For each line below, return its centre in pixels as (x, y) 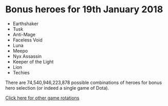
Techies (21, 72)
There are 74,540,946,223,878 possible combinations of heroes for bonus (84, 82)
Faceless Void (27, 40)
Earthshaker (25, 24)
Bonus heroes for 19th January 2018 (84, 9)
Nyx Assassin (27, 56)
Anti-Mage (24, 34)
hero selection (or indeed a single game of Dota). (57, 88)
